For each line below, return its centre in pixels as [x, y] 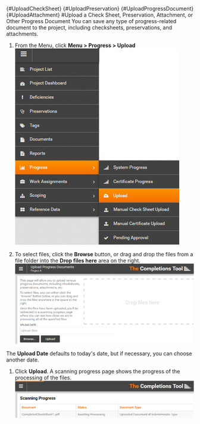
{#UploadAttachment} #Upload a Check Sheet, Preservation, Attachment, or [100, 15]
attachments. [22, 34]
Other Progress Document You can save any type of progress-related [91, 21]
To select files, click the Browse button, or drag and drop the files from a [104, 254]
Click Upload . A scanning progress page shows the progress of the [97, 372]
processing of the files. [43, 378]
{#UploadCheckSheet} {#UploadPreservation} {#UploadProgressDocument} [100, 9]
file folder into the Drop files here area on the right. [78, 260]
